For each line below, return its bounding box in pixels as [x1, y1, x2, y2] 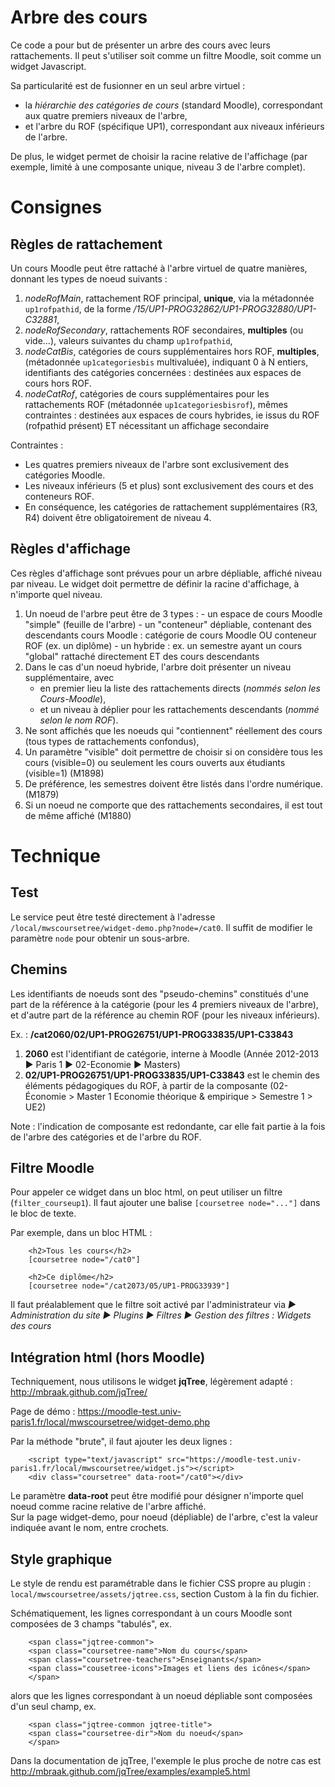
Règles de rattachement [10, 236, 163, 253]
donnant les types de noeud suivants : [10, 272, 168, 285]
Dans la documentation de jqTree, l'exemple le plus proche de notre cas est [10, 1755, 322, 1766]
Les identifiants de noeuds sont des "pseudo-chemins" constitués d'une [10, 987, 309, 1000]
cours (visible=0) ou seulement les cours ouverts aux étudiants [24, 756, 286, 768]
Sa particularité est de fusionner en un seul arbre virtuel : [10, 79, 246, 91]
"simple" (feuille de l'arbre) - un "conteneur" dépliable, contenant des [24, 618, 312, 630]
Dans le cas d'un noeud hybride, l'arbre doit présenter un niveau [24, 661, 292, 673]
